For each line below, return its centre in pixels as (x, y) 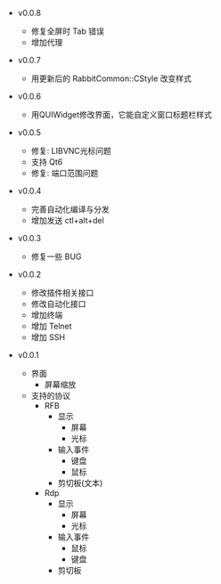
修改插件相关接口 (62, 292)
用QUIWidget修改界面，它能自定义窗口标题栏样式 (121, 114)
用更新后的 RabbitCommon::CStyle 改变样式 (111, 78)
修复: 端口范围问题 (65, 173)
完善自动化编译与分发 (70, 209)
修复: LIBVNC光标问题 (71, 151)
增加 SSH (48, 337)
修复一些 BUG (56, 256)
